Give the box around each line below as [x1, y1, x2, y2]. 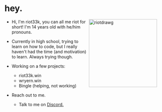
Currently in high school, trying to [11, 38, 78, 44]
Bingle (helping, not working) [18, 83, 77, 88]
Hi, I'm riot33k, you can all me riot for [11, 19, 86, 25]
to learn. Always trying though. [11, 54, 73, 59]
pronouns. [11, 29, 32, 35]
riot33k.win [18, 72, 42, 78]
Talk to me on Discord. [18, 101, 64, 107]
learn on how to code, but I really [11, 43, 78, 49]
